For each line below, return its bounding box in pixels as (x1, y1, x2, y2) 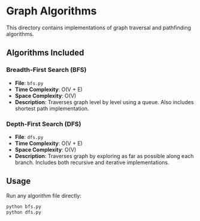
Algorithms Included (6, 48, 84, 58)
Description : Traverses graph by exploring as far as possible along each (14, 152, 194, 159)
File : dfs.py (14, 133, 44, 140)
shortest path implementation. (14, 105, 89, 112)
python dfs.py (6, 209, 42, 215)
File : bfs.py (14, 79, 44, 86)
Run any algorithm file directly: (6, 192, 82, 199)
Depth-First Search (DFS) (6, 120, 81, 128)
